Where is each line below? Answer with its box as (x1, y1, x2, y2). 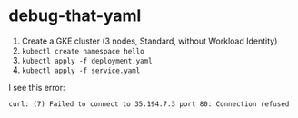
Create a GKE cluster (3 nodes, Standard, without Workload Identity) (21, 35, 278, 46)
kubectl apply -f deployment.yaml (21, 56, 153, 65)
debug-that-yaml (8, 5, 142, 26)
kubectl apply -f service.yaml (21, 65, 141, 75)
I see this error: (8, 82, 65, 93)
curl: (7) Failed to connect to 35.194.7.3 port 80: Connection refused (8, 99, 290, 109)
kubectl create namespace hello (21, 46, 144, 55)
